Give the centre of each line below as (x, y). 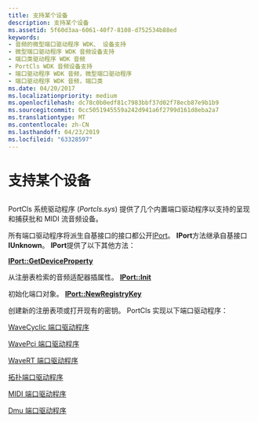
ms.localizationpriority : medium (63, 96)
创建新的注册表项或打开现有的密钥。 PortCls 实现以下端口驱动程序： (118, 311)
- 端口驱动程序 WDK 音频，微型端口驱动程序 (70, 74)
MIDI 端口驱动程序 (37, 394)
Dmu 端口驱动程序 (37, 411)
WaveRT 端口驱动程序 (43, 361)
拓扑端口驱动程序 (36, 377)
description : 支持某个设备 (49, 23)
